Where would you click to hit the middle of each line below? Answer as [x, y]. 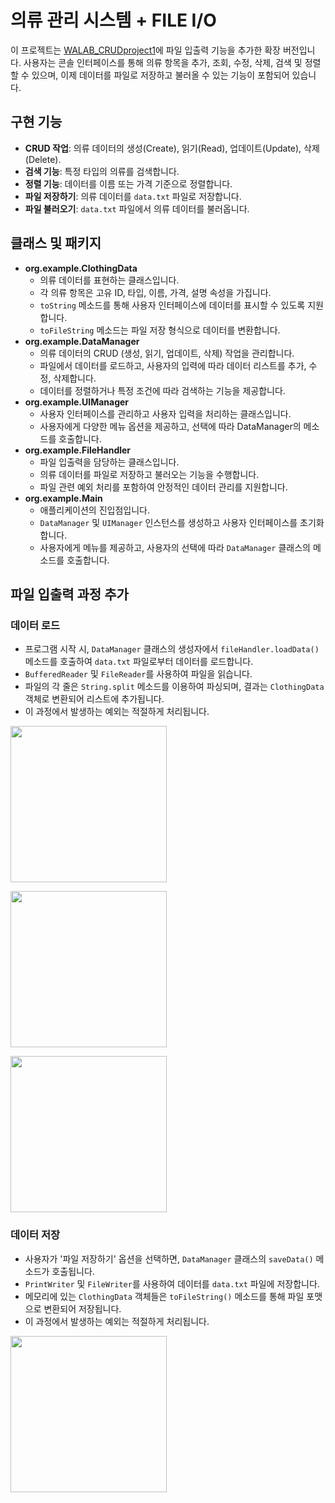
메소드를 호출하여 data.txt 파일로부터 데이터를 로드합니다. [139, 662]
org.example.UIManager [77, 402]
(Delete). [43, 159]
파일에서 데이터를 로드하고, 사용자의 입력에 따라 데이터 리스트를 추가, [173, 365]
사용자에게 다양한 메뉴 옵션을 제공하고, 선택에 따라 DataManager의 [170, 426]
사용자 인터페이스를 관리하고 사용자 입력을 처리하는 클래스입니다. [165, 413]
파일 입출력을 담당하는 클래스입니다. [109, 462]
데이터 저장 [35, 1235]
